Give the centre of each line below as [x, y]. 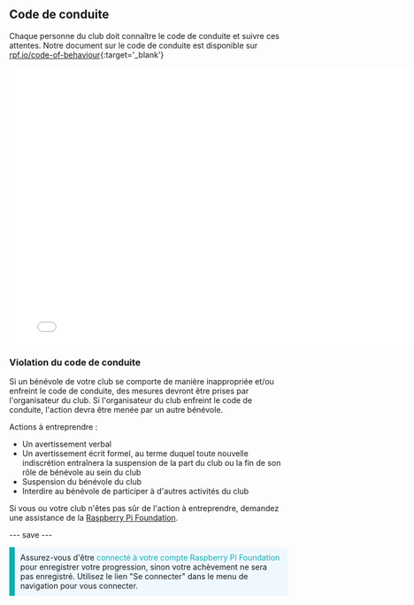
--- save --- [31, 535]
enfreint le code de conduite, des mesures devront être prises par [129, 391]
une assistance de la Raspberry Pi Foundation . [94, 518]
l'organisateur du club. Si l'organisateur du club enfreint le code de [131, 400]
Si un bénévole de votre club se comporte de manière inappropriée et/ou [142, 382]
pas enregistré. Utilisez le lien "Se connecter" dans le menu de [134, 577]
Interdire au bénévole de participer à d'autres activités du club [135, 492]
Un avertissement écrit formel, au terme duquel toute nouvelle [135, 454]
